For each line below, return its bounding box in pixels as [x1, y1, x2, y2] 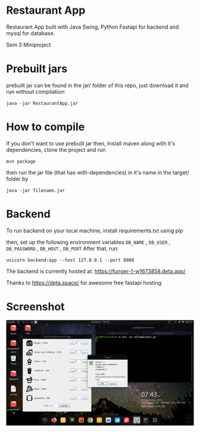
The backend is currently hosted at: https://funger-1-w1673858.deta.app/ [6, 268, 186, 275]
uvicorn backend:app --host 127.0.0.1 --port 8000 [6, 257, 135, 263]
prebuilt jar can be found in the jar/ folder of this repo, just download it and [6, 82, 189, 89]
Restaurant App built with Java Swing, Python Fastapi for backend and [6, 23, 179, 30]
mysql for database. [6, 29, 55, 36]
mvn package [6, 158, 36, 164]
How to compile [6, 120, 85, 134]
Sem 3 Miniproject [6, 41, 51, 48]
